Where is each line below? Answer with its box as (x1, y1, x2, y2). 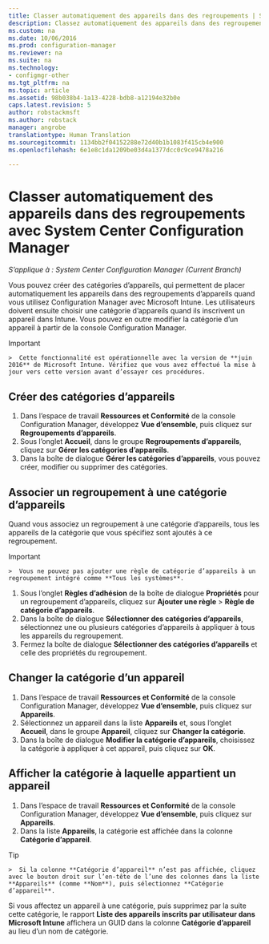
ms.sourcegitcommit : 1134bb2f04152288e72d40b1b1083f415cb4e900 (8, 138, 224, 147)
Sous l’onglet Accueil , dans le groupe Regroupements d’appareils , (19, 437, 242, 446)
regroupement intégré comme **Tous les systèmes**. (8, 574, 184, 582)
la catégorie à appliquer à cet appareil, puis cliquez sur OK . (19, 743, 216, 753)
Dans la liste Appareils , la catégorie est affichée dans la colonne (19, 826, 234, 836)
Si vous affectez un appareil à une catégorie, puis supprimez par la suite (8, 901, 247, 910)
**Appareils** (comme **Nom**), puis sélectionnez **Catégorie (8, 879, 224, 888)
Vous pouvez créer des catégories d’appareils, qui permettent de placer (8, 280, 246, 290)
